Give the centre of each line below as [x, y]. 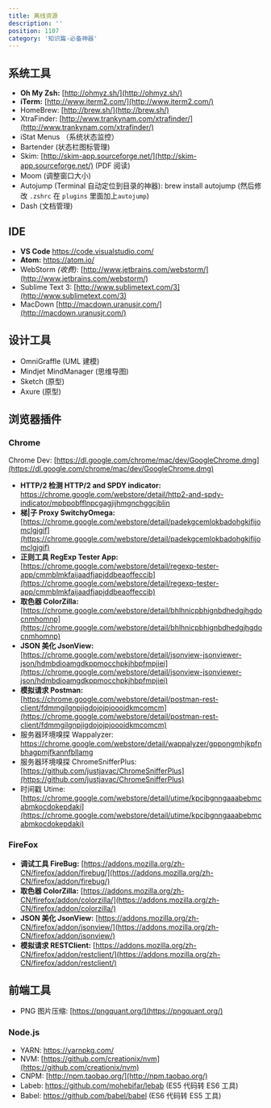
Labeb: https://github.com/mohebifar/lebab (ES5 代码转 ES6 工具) [129, 1085]
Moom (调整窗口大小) [55, 176]
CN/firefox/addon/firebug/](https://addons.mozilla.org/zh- [117, 872]
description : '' [35, 23]
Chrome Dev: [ [33, 460]
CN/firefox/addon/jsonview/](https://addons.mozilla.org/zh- [119, 927]
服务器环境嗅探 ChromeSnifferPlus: [78, 762]
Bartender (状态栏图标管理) [65, 147]
